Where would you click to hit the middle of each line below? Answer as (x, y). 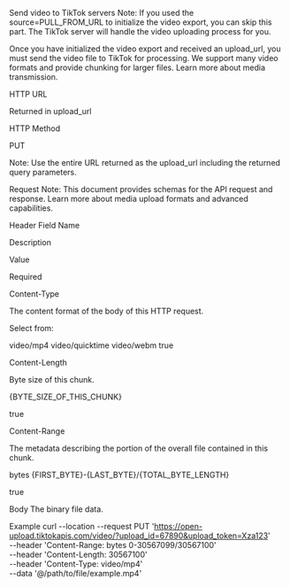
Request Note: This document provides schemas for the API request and (141, 189)
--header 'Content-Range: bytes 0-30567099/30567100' (113, 545)
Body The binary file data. (56, 509)
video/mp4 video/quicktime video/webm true (92, 345)
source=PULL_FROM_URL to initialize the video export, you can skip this (141, 22)
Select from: (32, 328)
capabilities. (31, 208)
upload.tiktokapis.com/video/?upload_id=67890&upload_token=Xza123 (139, 536)
